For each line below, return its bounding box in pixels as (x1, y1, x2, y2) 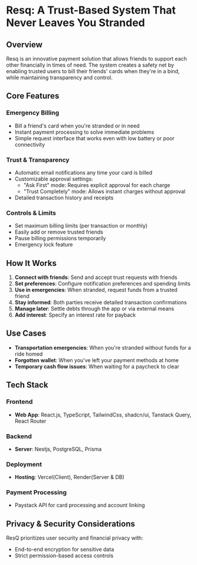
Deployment (6, 460, 42, 468)
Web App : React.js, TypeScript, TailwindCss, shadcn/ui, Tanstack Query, (14, 411, 192, 418)
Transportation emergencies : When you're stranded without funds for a (14, 344, 192, 351)
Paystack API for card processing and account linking (14, 502, 146, 509)
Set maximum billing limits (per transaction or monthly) (14, 222, 148, 229)
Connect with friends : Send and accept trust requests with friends (14, 274, 178, 281)
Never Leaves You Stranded (6, 16, 146, 29)
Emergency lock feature (14, 241, 73, 248)
